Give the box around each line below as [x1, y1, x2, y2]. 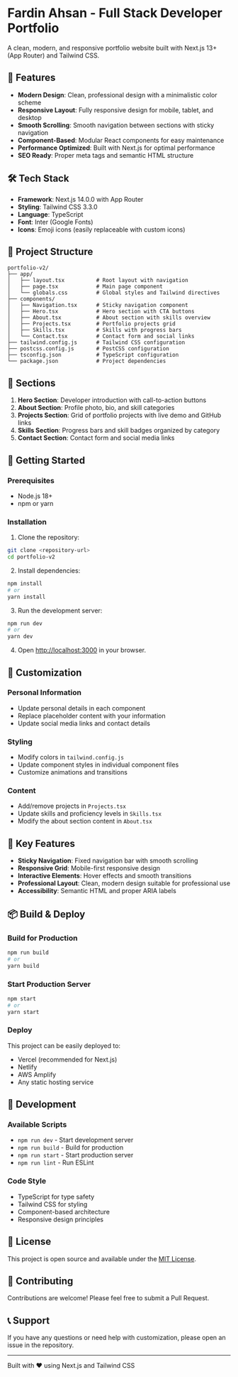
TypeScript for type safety [17, 1192, 95, 1201]
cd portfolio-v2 [7, 553, 55, 561]
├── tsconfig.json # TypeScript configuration [7, 352, 179, 359]
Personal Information [7, 688, 81, 698]
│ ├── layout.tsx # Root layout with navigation [7, 277, 189, 284]
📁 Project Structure [7, 245, 93, 257]
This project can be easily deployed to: [7, 1041, 121, 1049]
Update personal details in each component [17, 703, 146, 712]
